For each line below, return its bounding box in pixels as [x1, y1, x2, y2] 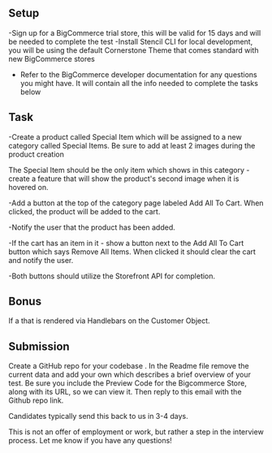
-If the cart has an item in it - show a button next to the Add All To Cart [8, 238, 244, 248]
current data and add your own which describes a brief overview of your [8, 369, 252, 380]
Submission [8, 339, 71, 353]
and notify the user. [8, 255, 74, 265]
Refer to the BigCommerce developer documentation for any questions [19, 69, 257, 80]
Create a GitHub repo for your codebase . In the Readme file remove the [8, 361, 249, 371]
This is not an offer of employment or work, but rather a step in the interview [8, 427, 264, 437]
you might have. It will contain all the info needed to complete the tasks [19, 78, 258, 88]
